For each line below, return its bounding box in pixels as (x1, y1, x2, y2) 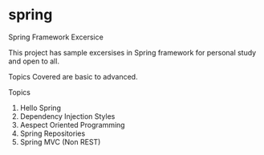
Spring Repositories (19, 128, 86, 138)
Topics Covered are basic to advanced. (8, 71, 138, 81)
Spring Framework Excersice (8, 32, 104, 42)
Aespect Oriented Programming (19, 120, 126, 129)
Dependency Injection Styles (19, 111, 116, 121)
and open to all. (8, 56, 60, 66)
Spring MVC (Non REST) (19, 137, 101, 146)
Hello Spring (19, 103, 62, 112)
